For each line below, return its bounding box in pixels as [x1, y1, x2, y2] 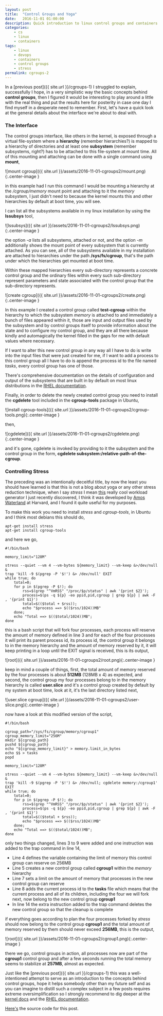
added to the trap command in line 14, [5, 845, 81, 851]
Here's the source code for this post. [5, 1006, 79, 1012]
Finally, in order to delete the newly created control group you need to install [5, 392, 158, 398]
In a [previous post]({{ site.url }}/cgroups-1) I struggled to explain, [5, 84, 137, 90]
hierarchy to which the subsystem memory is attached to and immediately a [5, 312, 157, 318]
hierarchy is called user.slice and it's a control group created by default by [5, 682, 155, 688]
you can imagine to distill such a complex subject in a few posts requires [5, 986, 150, 992]
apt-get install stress [5, 524, 54, 529]
